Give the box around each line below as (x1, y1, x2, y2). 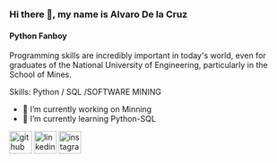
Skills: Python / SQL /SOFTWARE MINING (9, 87, 161, 98)
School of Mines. (9, 69, 72, 80)
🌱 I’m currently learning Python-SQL (22, 114, 157, 124)
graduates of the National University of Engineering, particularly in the (9, 60, 268, 71)
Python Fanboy (9, 30, 67, 41)
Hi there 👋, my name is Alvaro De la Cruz (9, 8, 188, 21)
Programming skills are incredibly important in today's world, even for (9, 50, 266, 61)
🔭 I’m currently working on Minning (22, 104, 152, 115)
